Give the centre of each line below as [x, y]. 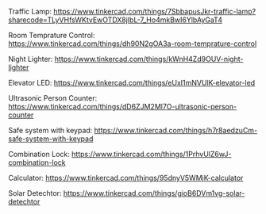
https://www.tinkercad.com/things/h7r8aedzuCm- [176, 130]
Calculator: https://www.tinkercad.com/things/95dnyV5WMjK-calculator [126, 178]
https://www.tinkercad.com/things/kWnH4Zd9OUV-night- [149, 59]
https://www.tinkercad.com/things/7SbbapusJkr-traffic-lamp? [155, 11]
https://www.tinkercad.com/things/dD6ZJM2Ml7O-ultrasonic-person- [122, 107]
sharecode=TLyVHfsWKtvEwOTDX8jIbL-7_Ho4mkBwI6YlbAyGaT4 [115, 20]
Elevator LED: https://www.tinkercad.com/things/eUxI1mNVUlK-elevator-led [132, 83]
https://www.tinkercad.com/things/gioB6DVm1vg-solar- [154, 193]
